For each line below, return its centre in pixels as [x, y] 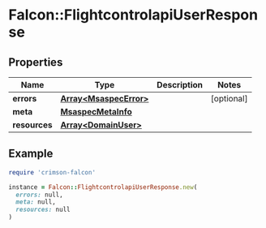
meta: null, [36, 202]
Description [180, 85]
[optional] [229, 99]
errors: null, [39, 195]
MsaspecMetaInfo [96, 112]
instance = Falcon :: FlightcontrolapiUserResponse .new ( [103, 187]
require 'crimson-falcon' [52, 172]
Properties [36, 62]
